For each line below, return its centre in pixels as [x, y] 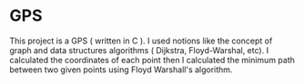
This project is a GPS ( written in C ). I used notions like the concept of [141, 41]
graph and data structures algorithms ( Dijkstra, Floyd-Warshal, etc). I [139, 50]
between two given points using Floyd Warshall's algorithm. [121, 70]
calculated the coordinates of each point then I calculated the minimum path [152, 60]
